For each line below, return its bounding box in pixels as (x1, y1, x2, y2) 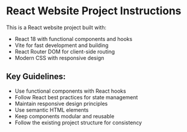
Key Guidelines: (6, 71, 66, 81)
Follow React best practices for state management (14, 93, 138, 100)
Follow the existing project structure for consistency (14, 119, 142, 126)
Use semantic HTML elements (14, 106, 89, 114)
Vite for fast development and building (14, 42, 109, 49)
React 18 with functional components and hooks (14, 35, 132, 42)
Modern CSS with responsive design (14, 54, 104, 61)
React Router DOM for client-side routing (14, 48, 115, 55)
